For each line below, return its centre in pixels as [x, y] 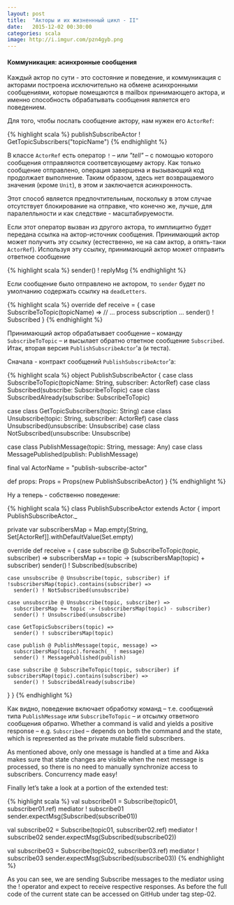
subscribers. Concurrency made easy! [62, 774]
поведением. [27, 107]
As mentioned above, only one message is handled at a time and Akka [108, 752]
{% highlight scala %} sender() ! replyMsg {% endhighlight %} [97, 271]
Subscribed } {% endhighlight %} [55, 320]
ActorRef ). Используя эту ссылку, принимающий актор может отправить [116, 250]
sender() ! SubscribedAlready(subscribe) [75, 683]
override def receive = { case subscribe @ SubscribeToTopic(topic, [104, 550]
